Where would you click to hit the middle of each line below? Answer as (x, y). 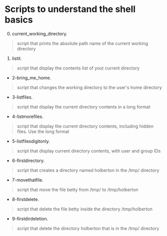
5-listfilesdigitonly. (31, 141)
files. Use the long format (43, 131)
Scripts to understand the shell (70, 9)
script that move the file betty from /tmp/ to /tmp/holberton (77, 189)
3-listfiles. (22, 97)
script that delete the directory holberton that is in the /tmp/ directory (88, 228)
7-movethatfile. (27, 180)
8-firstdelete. (25, 199)
